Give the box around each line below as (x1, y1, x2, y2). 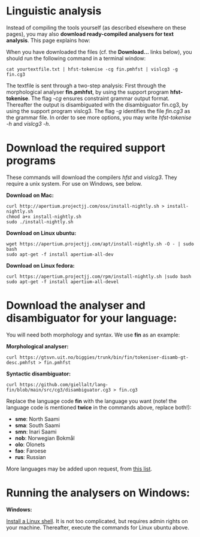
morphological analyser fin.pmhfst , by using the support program (6, 88, 169, 95)
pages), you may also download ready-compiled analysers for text (6, 30, 174, 37)
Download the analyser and (6, 299, 146, 313)
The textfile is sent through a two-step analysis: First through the (6, 82, 166, 89)
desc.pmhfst (6, 359, 36, 366)
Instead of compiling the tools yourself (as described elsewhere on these (6, 24, 187, 31)
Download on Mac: (6, 192, 54, 199)
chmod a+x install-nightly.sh (6, 214, 82, 220)
